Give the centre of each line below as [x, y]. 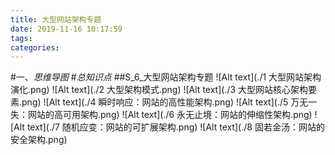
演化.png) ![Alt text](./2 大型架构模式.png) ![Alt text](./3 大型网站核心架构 [159, 90]
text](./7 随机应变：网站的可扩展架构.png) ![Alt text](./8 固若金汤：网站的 [175, 127]
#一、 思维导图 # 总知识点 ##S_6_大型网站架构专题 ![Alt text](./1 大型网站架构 [166, 77]
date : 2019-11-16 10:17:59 [66, 29]
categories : [35, 47]
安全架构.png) [39, 140]
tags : [21, 38]
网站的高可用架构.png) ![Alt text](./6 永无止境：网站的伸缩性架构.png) [170, 115]
